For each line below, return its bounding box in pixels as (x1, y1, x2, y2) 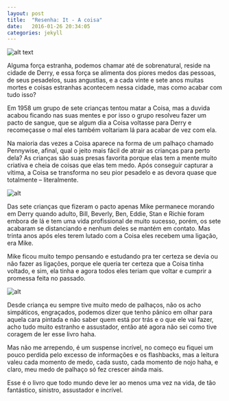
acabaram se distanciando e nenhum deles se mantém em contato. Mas (7, 224, 210, 232)
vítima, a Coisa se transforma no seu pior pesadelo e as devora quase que (7, 169, 217, 177)
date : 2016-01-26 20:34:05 (7, 23, 91, 30)
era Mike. (7, 239, 34, 248)
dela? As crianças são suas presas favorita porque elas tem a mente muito (7, 154, 217, 162)
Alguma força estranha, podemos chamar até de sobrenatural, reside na (7, 61, 210, 69)
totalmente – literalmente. (7, 176, 79, 184)
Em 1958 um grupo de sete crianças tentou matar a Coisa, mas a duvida (7, 104, 210, 112)
